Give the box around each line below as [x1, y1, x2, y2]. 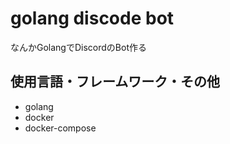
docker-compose [24, 122, 97, 134]
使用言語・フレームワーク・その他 [10, 73, 220, 91]
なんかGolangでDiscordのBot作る [10, 41, 147, 53]
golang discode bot [10, 7, 175, 30]
